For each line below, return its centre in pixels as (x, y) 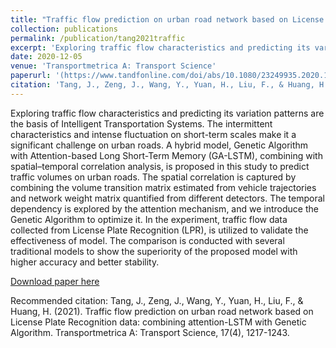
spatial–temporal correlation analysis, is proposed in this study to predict (160, 166)
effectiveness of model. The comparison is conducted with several (147, 240)
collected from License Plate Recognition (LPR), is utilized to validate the (159, 230)
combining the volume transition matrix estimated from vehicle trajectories (163, 187)
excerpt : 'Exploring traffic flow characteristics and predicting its (160, 47)
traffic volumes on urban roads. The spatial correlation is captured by (153, 177)
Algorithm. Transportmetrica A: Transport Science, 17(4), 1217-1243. (150, 332)
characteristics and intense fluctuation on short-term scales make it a (153, 134)
